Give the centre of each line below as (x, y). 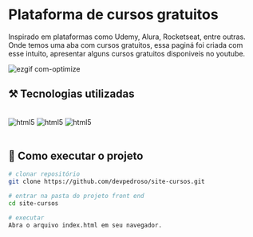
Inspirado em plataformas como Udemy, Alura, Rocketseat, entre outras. (127, 37)
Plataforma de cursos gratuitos (113, 15)
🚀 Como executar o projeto (76, 155)
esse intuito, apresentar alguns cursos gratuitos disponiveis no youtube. (127, 53)
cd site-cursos (34, 203)
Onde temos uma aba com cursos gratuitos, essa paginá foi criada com (126, 45)
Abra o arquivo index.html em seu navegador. (85, 225)
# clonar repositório (44, 174)
